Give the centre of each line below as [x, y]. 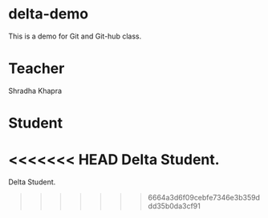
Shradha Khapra [35, 91]
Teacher [37, 69]
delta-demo [49, 14]
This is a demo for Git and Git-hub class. [75, 36]
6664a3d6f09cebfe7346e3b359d [204, 198]
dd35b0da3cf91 [174, 206]
